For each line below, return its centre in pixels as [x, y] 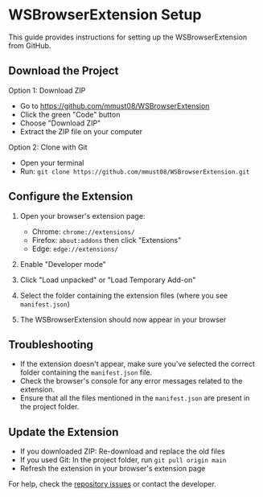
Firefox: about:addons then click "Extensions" [107, 240]
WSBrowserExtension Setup [105, 15]
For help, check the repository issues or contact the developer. [113, 484]
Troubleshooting [51, 345]
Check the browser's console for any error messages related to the [131, 381]
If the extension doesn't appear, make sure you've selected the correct [138, 364]
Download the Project [64, 71]
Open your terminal [52, 162]
